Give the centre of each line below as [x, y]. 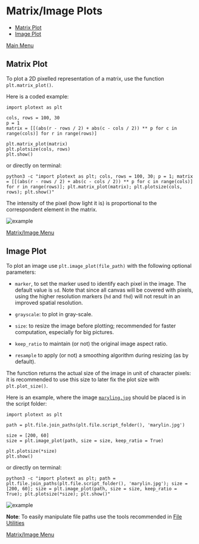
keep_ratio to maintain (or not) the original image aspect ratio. [91, 344]
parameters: [21, 272]
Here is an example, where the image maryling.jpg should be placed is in [96, 397]
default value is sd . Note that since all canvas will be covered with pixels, [104, 290]
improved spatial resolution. [49, 302]
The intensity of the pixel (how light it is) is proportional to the [82, 203]
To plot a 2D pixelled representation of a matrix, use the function [85, 78]
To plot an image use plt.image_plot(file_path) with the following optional [99, 265]
